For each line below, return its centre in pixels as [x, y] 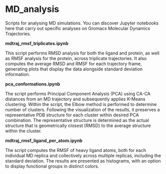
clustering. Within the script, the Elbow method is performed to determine [81, 104]
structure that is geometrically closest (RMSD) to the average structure [78, 125]
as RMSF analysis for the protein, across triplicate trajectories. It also [76, 58]
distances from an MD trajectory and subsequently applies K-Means [75, 99]
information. [18, 74]
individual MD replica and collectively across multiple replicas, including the [83, 155]
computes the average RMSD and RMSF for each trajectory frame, [73, 63]
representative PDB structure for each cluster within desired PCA [72, 115]
